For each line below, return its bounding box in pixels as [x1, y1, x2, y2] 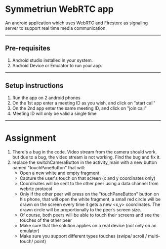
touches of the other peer [19, 217, 72, 223]
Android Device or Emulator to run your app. [12, 62, 102, 68]
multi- [148, 233, 161, 239]
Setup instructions [5, 82, 64, 90]
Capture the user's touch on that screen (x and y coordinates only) [19, 175, 156, 181]
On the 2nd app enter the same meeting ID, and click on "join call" [12, 105, 147, 111]
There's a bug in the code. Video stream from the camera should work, [12, 149, 157, 154]
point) [34, 238, 46, 244]
